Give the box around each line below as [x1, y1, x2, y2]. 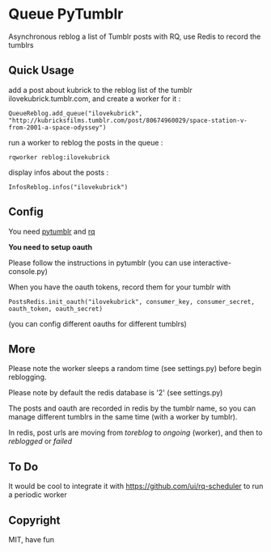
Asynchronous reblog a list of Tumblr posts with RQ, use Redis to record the [8, 32, 261, 41]
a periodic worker [8, 490, 67, 499]
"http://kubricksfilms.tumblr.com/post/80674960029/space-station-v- [8, 116, 248, 124]
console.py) [8, 266, 49, 276]
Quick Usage [8, 64, 74, 78]
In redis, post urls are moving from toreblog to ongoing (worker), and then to [8, 428, 263, 437]
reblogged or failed [8, 436, 73, 446]
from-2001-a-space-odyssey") [8, 123, 107, 132]
